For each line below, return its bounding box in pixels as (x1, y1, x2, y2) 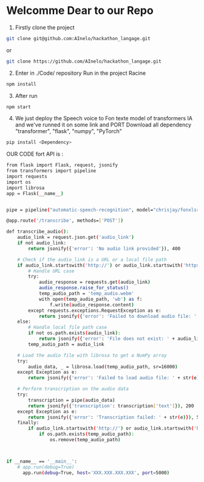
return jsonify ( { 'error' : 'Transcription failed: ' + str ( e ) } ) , (28, 414, 194, 420)
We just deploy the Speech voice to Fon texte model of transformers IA (15, 115, 193, 122)
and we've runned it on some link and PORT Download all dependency (15, 121, 192, 128)
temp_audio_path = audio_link (28, 341, 104, 347)
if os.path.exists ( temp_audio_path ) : (38, 431, 135, 438)
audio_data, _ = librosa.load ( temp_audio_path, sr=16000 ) (28, 363, 178, 370)
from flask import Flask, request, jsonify (6, 162, 118, 168)
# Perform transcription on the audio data (17, 386, 129, 392)
